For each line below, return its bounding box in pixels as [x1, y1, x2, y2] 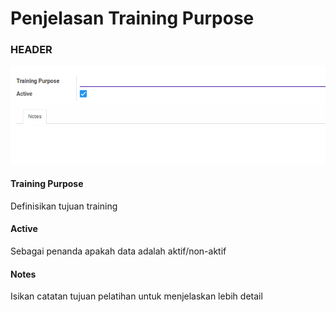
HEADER [10, 43, 53, 57]
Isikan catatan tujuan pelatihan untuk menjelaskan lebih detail [10, 290, 263, 302]
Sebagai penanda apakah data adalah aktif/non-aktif [10, 245, 227, 257]
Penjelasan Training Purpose [10, 7, 255, 30]
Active [10, 223, 38, 235]
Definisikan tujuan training [10, 200, 118, 212]
